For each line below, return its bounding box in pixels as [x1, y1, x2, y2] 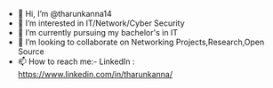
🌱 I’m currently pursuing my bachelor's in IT [17, 28, 179, 37]
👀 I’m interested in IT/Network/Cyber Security [17, 18, 185, 28]
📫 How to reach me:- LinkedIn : [17, 56, 135, 67]
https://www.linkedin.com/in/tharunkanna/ [17, 69, 173, 79]
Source [17, 46, 44, 57]
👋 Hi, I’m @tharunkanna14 [17, 9, 113, 19]
